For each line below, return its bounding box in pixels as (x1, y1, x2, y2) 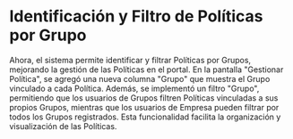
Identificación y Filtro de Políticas (9, 6, 263, 27)
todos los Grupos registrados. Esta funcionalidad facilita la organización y (9, 111, 281, 122)
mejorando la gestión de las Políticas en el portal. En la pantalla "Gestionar (9, 64, 284, 75)
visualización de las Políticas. (9, 120, 117, 131)
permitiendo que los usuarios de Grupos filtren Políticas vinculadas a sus (9, 92, 279, 103)
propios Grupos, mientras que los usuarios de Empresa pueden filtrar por (9, 102, 280, 112)
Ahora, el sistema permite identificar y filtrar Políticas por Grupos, (9, 54, 252, 65)
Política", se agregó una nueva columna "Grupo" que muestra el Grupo (9, 73, 271, 84)
